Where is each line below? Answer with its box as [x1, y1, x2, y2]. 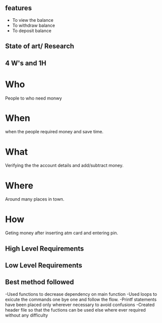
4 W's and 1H [5, 59, 46, 67]
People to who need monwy [5, 95, 62, 101]
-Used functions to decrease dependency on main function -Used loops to [5, 291, 157, 297]
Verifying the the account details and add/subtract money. [5, 162, 123, 168]
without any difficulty [5, 312, 48, 318]
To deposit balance [12, 27, 52, 34]
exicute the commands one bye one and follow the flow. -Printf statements [5, 296, 157, 302]
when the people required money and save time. [5, 129, 104, 135]
